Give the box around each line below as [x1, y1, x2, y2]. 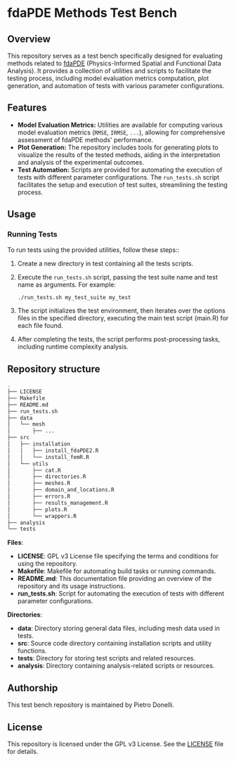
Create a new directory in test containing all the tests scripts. [17, 259, 194, 268]
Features [7, 102, 47, 114]
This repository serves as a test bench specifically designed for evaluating [7, 51, 223, 60]
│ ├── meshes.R [7, 480, 71, 487]
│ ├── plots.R [7, 505, 68, 513]
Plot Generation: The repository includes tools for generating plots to [17, 143, 219, 151]
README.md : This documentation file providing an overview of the [17, 574, 212, 583]
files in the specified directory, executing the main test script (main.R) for [17, 314, 229, 322]
